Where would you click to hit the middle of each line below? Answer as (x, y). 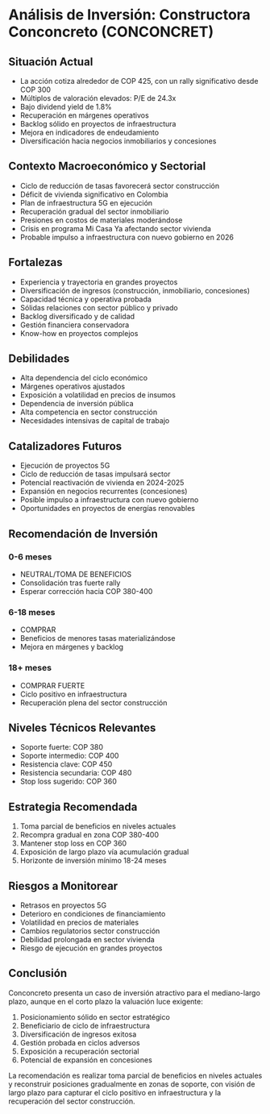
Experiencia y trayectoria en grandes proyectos (99, 282)
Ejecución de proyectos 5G (65, 466)
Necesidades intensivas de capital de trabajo (95, 421)
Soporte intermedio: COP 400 (69, 756)
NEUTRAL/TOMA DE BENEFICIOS (76, 574)
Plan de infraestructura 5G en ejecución (86, 202)
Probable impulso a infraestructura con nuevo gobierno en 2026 (127, 237)
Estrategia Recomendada (73, 806)
